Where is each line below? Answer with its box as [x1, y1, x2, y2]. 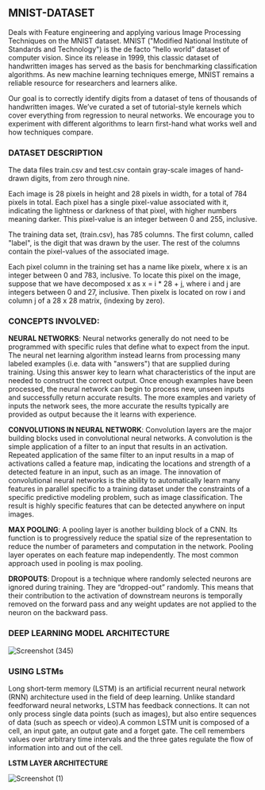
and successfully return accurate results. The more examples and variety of [8, 393, 256, 402]
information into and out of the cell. [8, 743, 123, 752]
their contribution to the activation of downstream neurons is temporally [8, 591, 244, 601]
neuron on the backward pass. [8, 608, 109, 618]
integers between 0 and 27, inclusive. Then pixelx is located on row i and [8, 288, 246, 297]
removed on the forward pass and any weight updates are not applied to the [8, 599, 257, 609]
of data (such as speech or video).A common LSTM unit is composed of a [8, 718, 250, 726]
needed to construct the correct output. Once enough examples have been [8, 376, 254, 385]
